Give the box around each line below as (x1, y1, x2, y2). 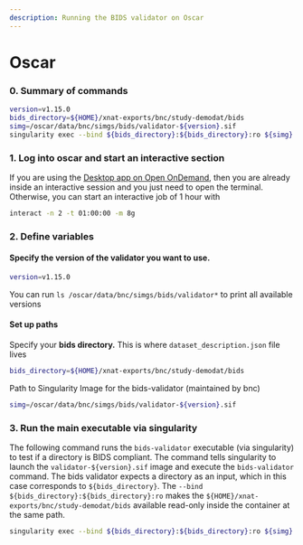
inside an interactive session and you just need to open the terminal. (9, 182, 264, 193)
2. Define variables (9, 230, 95, 242)
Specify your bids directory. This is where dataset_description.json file (9, 339, 280, 350)
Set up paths (9, 319, 59, 330)
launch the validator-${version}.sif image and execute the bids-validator (9, 462, 294, 473)
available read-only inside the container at (132, 500, 290, 511)
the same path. (9, 510, 66, 521)
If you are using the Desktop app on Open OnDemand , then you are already (9, 172, 291, 183)
